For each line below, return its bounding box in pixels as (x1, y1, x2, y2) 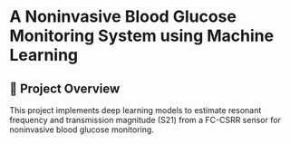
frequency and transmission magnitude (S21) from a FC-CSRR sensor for (9, 115, 281, 125)
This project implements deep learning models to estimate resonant (9, 105, 262, 115)
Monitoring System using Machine (9, 25, 275, 46)
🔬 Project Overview (9, 81, 121, 96)
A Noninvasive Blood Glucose (9, 6, 237, 27)
